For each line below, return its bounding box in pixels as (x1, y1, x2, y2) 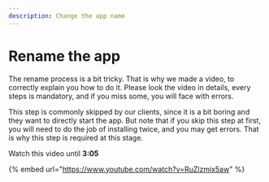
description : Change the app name (8, 11, 126, 20)
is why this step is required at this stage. (8, 132, 144, 142)
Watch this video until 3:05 (8, 148, 99, 158)
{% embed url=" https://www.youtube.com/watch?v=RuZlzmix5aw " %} (8, 164, 245, 174)
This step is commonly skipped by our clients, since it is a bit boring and (8, 106, 250, 116)
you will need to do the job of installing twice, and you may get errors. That (8, 123, 259, 134)
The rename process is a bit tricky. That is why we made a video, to (8, 74, 235, 84)
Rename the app (8, 46, 120, 65)
